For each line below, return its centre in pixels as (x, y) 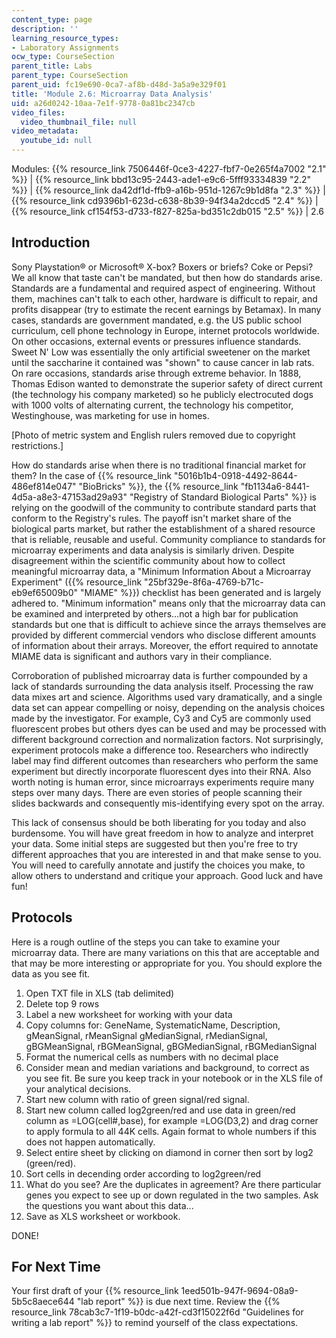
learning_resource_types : (65, 38)
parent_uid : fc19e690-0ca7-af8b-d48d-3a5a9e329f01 (119, 85)
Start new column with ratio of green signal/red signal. (137, 1099)
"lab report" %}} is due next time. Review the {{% (178, 1302)
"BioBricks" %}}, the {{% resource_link (158, 486)
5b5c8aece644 (43, 1302)
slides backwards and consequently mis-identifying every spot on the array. (168, 803)
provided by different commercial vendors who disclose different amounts (164, 635)
